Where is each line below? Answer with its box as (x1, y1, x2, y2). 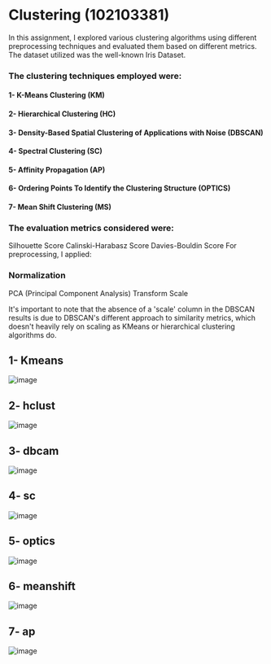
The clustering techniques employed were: (8, 70, 182, 81)
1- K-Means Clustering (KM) (8, 90, 106, 100)
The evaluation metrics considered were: (8, 222, 175, 234)
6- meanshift (8, 579, 76, 593)
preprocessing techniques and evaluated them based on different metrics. (8, 41, 257, 50)
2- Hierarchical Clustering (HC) (8, 109, 116, 119)
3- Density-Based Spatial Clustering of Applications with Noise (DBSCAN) (8, 128, 264, 138)
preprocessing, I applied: (8, 250, 92, 260)
